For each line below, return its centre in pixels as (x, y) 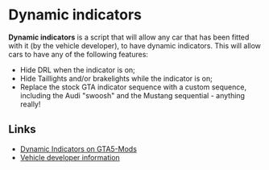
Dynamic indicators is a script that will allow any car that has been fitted (129, 37)
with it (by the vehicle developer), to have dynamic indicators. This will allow (135, 45)
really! (30, 104)
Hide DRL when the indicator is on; (77, 69)
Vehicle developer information (70, 157)
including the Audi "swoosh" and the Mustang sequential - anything (132, 95)
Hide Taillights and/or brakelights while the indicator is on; (116, 78)
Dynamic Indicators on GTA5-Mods (78, 149)
